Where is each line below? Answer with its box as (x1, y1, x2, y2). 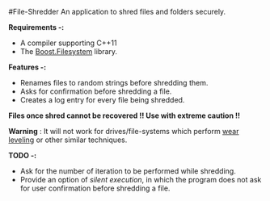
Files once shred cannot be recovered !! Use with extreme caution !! (8, 111, 241, 120)
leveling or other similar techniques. (8, 135, 128, 144)
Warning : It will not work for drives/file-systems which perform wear (8, 127, 239, 136)
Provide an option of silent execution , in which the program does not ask (19, 175, 262, 184)
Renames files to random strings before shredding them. (19, 78, 209, 87)
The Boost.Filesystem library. (19, 47, 118, 56)
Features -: (8, 62, 47, 72)
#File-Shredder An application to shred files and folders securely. (8, 7, 226, 16)
